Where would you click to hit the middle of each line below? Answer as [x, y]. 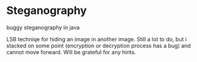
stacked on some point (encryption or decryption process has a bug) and [98, 46]
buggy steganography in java [43, 27]
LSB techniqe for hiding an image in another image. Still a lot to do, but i [97, 39]
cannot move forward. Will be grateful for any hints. [71, 52]
